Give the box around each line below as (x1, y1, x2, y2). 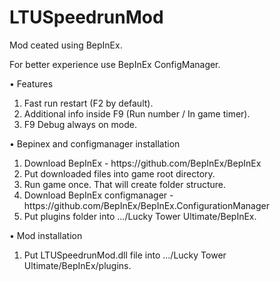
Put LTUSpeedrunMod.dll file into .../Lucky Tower (23, 249, 227, 261)
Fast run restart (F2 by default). (23, 97, 154, 109)
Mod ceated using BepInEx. (9, 39, 123, 51)
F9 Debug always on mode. (23, 118, 137, 130)
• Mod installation (9, 229, 83, 241)
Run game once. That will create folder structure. (23, 178, 227, 190)
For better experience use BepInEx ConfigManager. (9, 58, 221, 70)
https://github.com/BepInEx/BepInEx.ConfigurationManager (23, 199, 270, 211)
